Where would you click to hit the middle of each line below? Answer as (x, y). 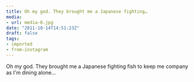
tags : (13, 39)
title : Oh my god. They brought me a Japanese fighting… (77, 11)
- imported (19, 45)
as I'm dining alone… (31, 72)
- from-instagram (27, 50)
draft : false (22, 33)
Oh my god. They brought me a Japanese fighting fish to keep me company (97, 66)
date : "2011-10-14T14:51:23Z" (43, 28)
